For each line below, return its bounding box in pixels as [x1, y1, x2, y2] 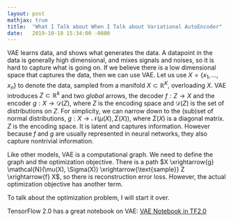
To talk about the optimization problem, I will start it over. [7, 193, 170, 202]
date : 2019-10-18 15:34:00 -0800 [7, 29, 111, 37]
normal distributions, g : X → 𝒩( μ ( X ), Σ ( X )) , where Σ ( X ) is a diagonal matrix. [7, 114, 225, 122]
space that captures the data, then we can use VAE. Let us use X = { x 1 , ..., [7, 71, 219, 81]
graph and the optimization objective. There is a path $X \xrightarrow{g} [7, 158, 214, 166]
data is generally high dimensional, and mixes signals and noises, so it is [7, 56, 214, 65]
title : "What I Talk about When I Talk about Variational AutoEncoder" [7, 23, 223, 30]
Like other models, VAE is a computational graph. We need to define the [7, 150, 214, 159]
